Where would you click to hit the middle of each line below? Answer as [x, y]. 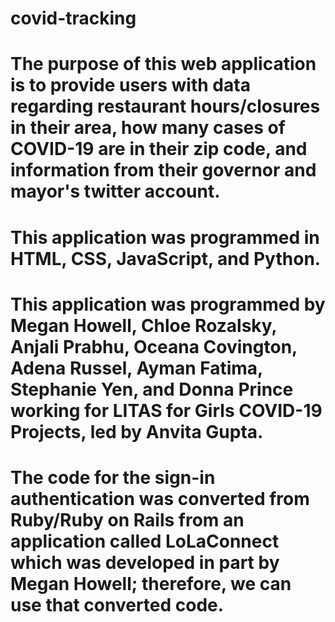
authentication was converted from [160, 498]
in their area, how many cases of [148, 128]
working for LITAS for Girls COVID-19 [166, 410]
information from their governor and [163, 170]
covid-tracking [73, 18]
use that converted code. [117, 604]
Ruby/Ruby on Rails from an [127, 519]
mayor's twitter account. [115, 191]
